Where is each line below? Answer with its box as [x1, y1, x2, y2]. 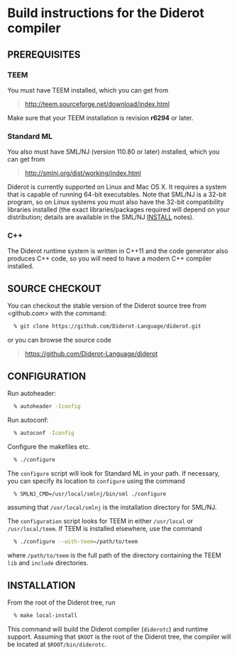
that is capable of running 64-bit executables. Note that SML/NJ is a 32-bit [7, 190, 227, 199]
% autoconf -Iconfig [13, 429, 75, 436]
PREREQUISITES [7, 48, 81, 61]
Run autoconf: [7, 415, 49, 424]
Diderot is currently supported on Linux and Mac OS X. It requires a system [7, 183, 227, 192]
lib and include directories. [7, 559, 89, 567]
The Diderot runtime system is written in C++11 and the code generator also [7, 247, 228, 256]
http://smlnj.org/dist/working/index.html [24, 169, 142, 177]
